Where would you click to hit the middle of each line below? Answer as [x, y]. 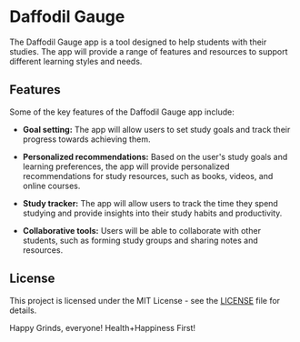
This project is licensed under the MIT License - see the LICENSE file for [145, 300]
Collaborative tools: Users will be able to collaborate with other [142, 230]
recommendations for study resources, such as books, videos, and [148, 176]
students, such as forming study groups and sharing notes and [140, 240]
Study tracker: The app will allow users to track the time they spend [150, 203]
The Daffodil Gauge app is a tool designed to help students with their [138, 42]
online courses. [51, 186]
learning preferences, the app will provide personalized [126, 166]
